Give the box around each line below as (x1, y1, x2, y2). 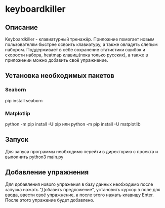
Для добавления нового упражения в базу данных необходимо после (5, 181, 153, 187)
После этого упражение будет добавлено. (5, 197, 95, 203)
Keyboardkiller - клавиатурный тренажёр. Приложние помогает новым (5, 36, 155, 42)
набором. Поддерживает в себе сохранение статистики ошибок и (5, 47, 146, 52)
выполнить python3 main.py (5, 154, 64, 160)
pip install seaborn (5, 97, 43, 103)
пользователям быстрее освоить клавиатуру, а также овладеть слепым (5, 42, 158, 47)
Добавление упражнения (5, 168, 89, 176)
